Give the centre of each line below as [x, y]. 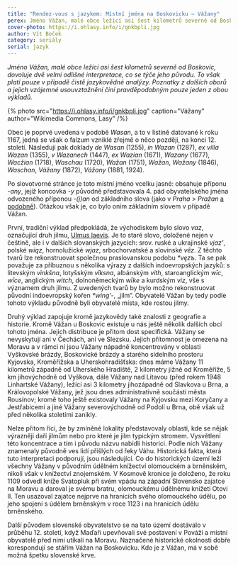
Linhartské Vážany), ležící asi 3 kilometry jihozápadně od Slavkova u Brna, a [118, 384]
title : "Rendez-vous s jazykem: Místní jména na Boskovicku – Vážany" [114, 14]
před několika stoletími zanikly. [52, 415]
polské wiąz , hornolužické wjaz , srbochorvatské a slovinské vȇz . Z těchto [115, 250]
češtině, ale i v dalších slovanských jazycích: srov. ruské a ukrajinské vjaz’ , [116, 243]
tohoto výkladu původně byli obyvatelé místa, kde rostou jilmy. [98, 303]
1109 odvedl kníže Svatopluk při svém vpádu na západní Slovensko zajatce [116, 481]
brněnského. [26, 511]
